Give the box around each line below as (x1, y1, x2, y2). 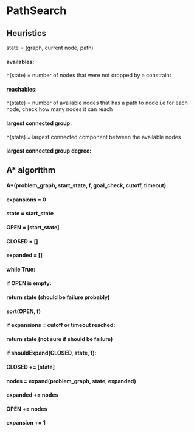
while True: (6, 265, 35, 273)
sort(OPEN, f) (6, 308, 41, 315)
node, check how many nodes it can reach (6, 106, 113, 113)
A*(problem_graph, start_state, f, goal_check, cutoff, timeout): (6, 182, 168, 189)
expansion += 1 (6, 419, 46, 427)
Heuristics (6, 28, 47, 38)
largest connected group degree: (6, 147, 92, 154)
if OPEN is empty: (6, 279, 52, 287)
